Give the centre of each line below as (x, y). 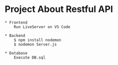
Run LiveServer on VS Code (42, 27)
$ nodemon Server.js (35, 44)
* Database (16, 53)
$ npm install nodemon (38, 40)
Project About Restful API (59, 9)
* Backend (15, 35)
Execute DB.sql (30, 57)
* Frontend (16, 22)
